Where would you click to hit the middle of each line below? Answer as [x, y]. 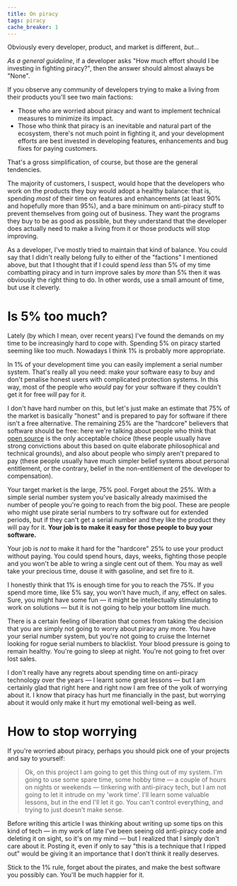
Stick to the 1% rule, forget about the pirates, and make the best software [114, 868]
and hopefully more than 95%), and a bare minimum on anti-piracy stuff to [116, 206]
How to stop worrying [72, 731]
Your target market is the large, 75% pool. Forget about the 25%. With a [112, 490]
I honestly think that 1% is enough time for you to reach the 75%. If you [111, 585]
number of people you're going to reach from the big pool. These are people [118, 505]
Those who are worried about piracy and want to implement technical [119, 111]
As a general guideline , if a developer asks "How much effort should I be [113, 61]
